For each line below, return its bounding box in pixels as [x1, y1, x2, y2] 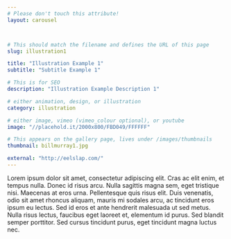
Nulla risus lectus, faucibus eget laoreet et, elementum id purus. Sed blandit [7, 211, 224, 219]
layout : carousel [7, 17, 58, 24]
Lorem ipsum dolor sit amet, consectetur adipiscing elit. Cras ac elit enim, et [7, 174, 225, 182]
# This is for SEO [7, 79, 60, 87]
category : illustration [7, 105, 76, 112]
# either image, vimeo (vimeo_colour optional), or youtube [7, 117, 185, 124]
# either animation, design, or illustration [7, 98, 141, 105]
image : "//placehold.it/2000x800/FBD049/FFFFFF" [7, 123, 151, 130]
